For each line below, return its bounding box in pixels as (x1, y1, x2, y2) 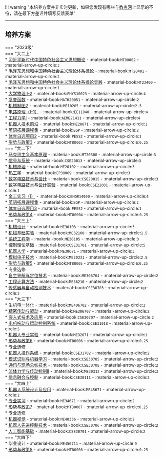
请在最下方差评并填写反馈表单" (13, 10, 76, 16)
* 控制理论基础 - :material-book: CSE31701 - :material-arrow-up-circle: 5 (5, 242, 145, 248)
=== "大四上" (5, 380, 32, 386)
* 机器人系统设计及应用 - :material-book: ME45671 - (5, 386, 105, 392)
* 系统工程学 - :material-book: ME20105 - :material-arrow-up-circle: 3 (5, 236, 139, 241)
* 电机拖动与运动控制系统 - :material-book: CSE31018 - (5, 320, 111, 326)
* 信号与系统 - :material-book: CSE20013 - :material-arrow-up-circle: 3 (5, 158, 142, 163)
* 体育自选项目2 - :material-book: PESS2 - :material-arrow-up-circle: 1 (5, 133, 142, 139)
